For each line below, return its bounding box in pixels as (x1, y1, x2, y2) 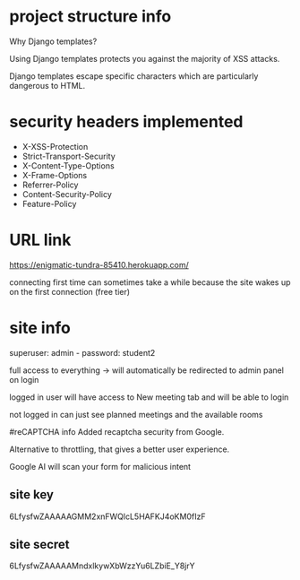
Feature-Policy (21, 198, 77, 209)
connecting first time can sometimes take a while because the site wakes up (9, 276, 291, 288)
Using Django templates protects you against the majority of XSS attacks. (9, 53, 280, 64)
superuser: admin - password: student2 (9, 347, 156, 358)
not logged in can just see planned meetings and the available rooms (9, 409, 263, 420)
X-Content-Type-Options (21, 160, 115, 171)
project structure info (9, 6, 172, 27)
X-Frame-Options (21, 169, 88, 180)
